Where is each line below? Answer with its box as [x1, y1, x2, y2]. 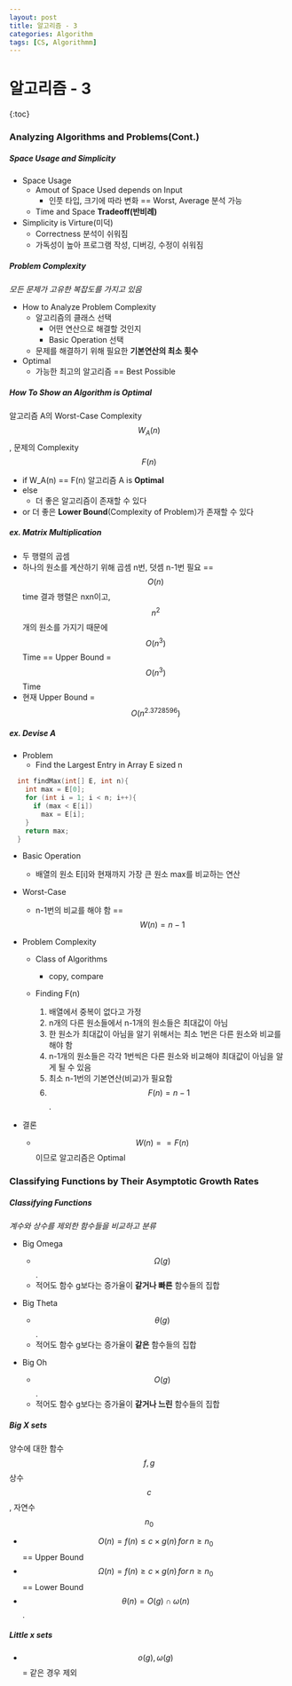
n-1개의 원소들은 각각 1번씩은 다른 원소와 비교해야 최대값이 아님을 [48, 1051, 274, 1062]
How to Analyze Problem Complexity [21, 302, 157, 313]
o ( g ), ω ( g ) [138, 1652, 174, 1663]
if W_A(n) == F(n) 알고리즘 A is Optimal [21, 474, 164, 485]
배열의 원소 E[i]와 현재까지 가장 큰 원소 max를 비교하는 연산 [35, 869, 241, 880]
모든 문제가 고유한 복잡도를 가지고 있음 [9, 284, 142, 295]
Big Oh [21, 1358, 47, 1368]
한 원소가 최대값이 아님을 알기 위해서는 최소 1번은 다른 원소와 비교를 [48, 1029, 281, 1040]
